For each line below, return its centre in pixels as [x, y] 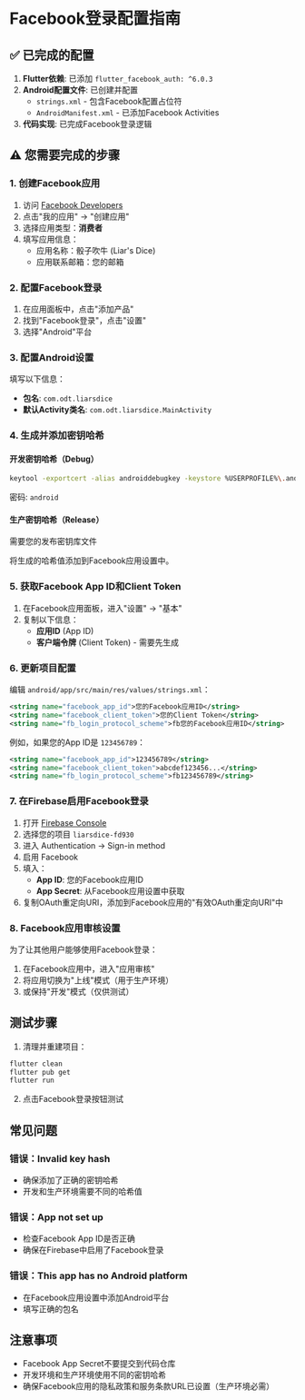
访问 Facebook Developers [73, 204]
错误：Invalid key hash [60, 1158]
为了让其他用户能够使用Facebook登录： [84, 949]
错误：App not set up [57, 1216]
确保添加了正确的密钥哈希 [70, 1180]
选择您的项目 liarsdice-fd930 [78, 834]
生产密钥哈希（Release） [57, 520]
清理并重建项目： [54, 1047]
